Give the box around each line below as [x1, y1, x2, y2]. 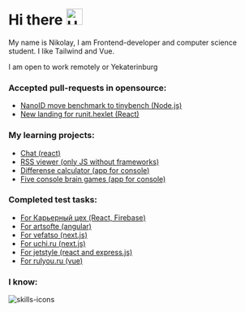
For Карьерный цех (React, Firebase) [19, 212, 146, 223]
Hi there [8, 11, 63, 29]
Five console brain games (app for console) [19, 174, 166, 184]
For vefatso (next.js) [19, 230, 88, 240]
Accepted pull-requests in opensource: [8, 82, 167, 93]
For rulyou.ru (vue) [19, 256, 84, 266]
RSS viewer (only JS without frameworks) [19, 157, 160, 167]
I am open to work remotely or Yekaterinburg [8, 62, 158, 71]
